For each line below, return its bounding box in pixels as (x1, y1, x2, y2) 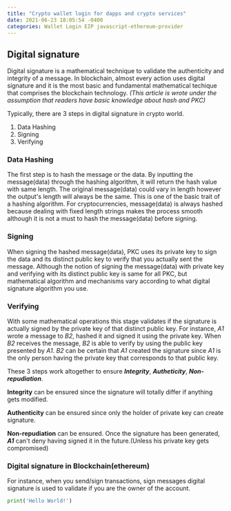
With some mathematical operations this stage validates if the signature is (7, 317, 217, 325)
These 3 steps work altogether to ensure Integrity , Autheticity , (7, 367, 188, 376)
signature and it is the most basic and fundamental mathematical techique (7, 81, 217, 90)
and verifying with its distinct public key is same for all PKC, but (7, 269, 188, 278)
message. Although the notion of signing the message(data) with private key (7, 262, 224, 270)
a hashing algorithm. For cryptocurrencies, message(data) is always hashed (7, 200, 223, 208)
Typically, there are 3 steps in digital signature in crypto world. (7, 110, 184, 118)
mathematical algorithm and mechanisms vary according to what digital (7, 277, 210, 285)
